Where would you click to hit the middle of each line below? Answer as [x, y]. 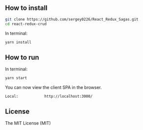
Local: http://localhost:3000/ [49, 97]
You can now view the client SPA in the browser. [53, 87]
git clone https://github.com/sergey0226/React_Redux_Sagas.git [72, 19]
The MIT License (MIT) [28, 123]
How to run [22, 57]
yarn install [18, 42]
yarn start [16, 78]
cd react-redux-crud [26, 24]
